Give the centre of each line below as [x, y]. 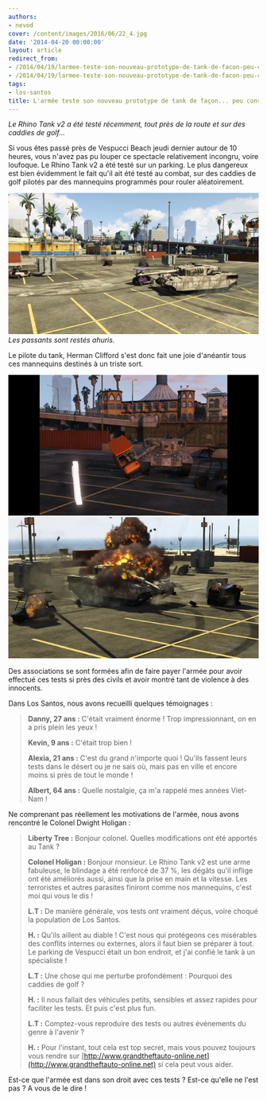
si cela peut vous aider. [195, 1064]
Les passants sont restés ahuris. [62, 340]
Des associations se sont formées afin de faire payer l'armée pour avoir [125, 671]
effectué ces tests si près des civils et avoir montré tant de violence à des [129, 679]
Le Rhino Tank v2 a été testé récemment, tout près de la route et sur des [127, 124]
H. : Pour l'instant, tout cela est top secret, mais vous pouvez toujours [141, 1047]
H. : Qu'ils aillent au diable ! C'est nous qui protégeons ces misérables [142, 935]
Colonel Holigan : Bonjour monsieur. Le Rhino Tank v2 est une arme [139, 862]
